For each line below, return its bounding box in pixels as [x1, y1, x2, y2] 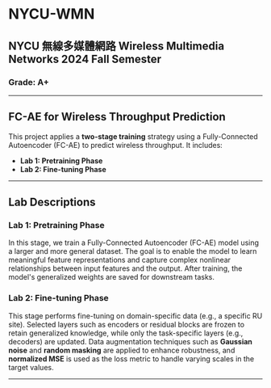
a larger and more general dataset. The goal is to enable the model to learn [8, 247, 257, 256]
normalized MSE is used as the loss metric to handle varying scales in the [8, 353, 255, 364]
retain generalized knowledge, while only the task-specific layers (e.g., [8, 328, 244, 338]
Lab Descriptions [8, 196, 96, 209]
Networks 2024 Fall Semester [8, 52, 162, 65]
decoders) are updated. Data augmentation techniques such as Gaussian [8, 336, 252, 346]
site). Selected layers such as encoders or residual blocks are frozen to [8, 319, 244, 329]
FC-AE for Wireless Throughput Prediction [8, 110, 226, 124]
